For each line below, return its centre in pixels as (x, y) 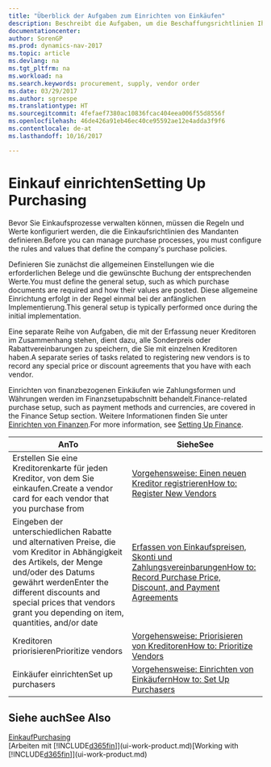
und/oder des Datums (54, 572)
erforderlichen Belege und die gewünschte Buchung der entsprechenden (130, 272)
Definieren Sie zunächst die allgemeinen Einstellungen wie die (112, 264)
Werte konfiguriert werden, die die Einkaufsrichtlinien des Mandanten (124, 231)
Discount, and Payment (176, 587)
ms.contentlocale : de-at (50, 129)
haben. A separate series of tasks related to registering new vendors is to (129, 357)
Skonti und (152, 557)
